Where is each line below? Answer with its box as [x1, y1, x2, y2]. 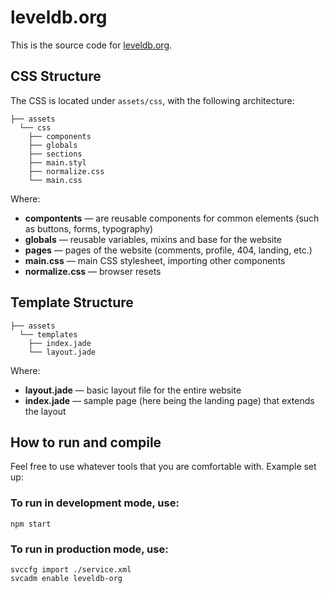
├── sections [28, 149, 83, 159]
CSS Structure [10, 68, 102, 85]
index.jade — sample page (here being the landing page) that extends [24, 394, 315, 406]
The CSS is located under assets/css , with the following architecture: [10, 94, 295, 106]
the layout [24, 405, 67, 417]
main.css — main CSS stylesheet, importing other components [24, 254, 286, 266]
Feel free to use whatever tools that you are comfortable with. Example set [10, 461, 317, 473]
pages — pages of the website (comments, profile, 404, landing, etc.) [24, 244, 313, 256]
